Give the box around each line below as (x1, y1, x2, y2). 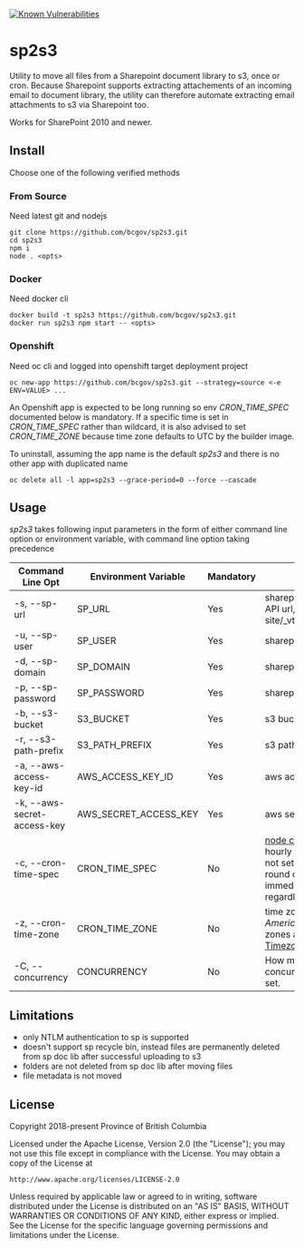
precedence (9, 543, 55, 554)
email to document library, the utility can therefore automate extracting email (9, 89, 295, 100)
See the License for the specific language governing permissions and (9, 1220, 269, 1231)
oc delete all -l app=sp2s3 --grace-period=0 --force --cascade (9, 475, 257, 484)
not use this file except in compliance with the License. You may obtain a (9, 1148, 280, 1159)
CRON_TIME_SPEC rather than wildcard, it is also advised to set (9, 421, 246, 432)
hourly (264, 845, 292, 858)
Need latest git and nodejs (9, 210, 108, 221)
